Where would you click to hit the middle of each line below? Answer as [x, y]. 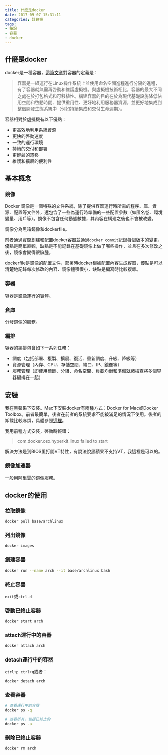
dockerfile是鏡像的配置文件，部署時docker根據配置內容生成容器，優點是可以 [84, 263]
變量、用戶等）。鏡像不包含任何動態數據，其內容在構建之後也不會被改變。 [81, 219]
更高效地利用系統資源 [34, 130]
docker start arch [24, 621]
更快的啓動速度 [28, 136]
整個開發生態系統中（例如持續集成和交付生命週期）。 [71, 108]
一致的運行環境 [28, 142]
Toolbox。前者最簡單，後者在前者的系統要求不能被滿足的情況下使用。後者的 [83, 414]
